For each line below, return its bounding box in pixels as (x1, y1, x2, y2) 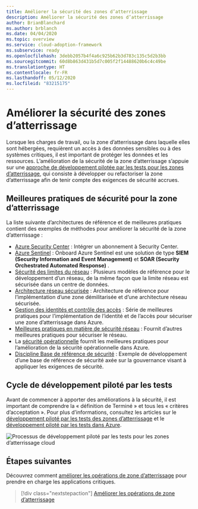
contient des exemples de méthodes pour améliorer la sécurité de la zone (6, 225, 187, 232)
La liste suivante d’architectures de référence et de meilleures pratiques (6, 218, 182, 226)
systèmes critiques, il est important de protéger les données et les (6, 151, 168, 158)
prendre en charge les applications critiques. (6, 478, 116, 485)
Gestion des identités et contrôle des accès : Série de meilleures (14, 306, 173, 313)
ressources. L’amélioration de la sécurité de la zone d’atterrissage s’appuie (6, 157, 189, 164)
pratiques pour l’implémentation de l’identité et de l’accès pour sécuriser (14, 312, 193, 319)
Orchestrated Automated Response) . (14, 262, 110, 269)
